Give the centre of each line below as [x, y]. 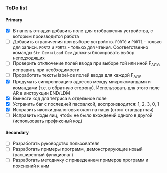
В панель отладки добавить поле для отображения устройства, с [83, 31]
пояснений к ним [31, 166]
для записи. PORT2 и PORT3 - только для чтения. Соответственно [80, 47]
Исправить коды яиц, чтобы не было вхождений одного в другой [82, 115]
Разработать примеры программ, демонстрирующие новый [77, 149]
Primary [14, 20]
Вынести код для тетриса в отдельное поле [59, 98]
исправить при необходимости [46, 70]
